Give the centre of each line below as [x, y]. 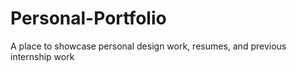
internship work [42, 56]
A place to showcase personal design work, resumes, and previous [148, 46]
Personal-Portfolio [88, 18]
